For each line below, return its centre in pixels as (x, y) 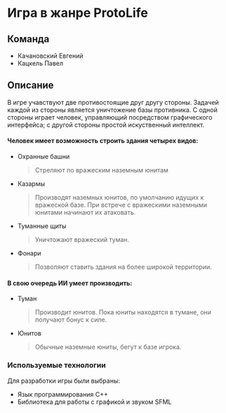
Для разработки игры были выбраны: (64, 381)
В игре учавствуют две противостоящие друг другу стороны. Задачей (113, 102)
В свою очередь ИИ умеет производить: (70, 283)
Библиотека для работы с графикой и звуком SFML (94, 402)
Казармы (31, 184)
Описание (31, 85)
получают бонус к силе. (71, 320)
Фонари (29, 253)
